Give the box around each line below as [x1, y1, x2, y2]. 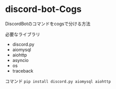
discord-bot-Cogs [5, 3, 82, 15]
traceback [12, 67, 33, 73]
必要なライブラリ [5, 31, 40, 37]
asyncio [12, 57, 29, 63]
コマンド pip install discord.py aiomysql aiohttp [5, 78, 111, 84]
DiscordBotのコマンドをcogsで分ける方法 [5, 20, 91, 26]
